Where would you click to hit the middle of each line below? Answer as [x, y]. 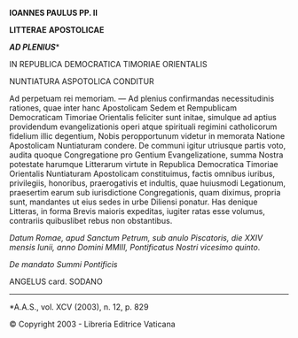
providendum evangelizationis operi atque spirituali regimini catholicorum [143, 127]
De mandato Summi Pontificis [63, 264]
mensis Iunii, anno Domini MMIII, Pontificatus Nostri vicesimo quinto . [135, 247]
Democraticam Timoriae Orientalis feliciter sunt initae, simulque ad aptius [143, 117]
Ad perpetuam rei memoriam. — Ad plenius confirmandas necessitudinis [142, 98]
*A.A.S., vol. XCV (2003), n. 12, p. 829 [79, 307]
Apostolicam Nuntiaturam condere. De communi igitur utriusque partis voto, [148, 146]
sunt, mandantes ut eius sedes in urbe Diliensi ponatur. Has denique [133, 202]
